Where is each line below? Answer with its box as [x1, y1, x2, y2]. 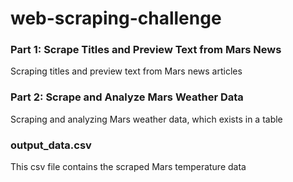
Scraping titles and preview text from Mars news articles [10, 65, 243, 77]
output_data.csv [10, 138, 92, 152]
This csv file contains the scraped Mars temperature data [10, 161, 247, 173]
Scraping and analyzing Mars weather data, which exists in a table [10, 113, 283, 125]
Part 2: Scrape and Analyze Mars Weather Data [10, 90, 244, 104]
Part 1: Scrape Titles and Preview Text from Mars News [10, 43, 282, 57]
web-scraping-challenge [10, 7, 222, 30]
